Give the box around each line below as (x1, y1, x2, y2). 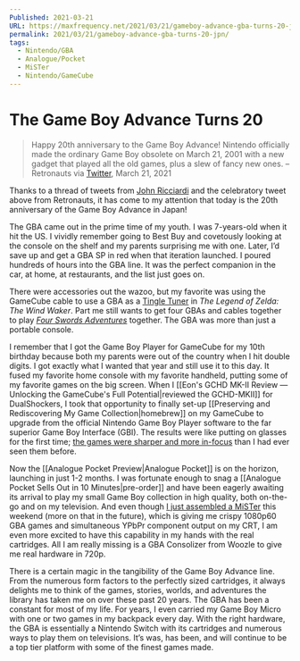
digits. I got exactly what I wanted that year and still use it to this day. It (9, 360, 270, 371)
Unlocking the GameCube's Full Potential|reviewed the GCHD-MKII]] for (9, 389, 274, 399)
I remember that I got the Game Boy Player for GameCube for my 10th (9, 341, 265, 352)
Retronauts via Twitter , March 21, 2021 (30, 167, 172, 179)
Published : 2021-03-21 (9, 13, 94, 22)
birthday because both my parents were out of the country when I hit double (9, 350, 290, 362)
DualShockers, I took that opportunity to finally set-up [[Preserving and (9, 398, 271, 409)
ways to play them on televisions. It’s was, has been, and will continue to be (9, 632, 287, 643)
